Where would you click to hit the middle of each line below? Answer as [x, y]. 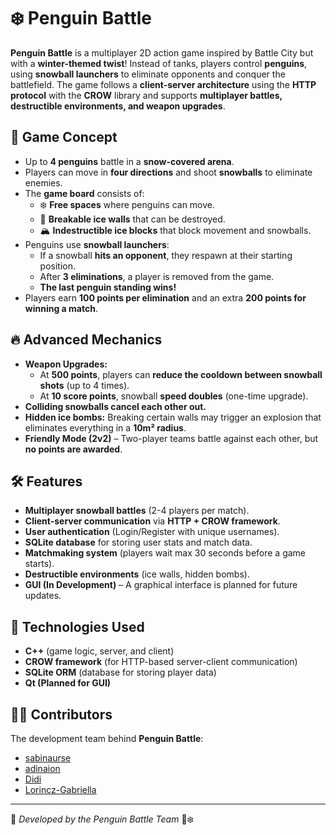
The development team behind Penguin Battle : [107, 738]
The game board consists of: [84, 193]
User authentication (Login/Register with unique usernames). [152, 532]
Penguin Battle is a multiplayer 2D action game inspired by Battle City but [162, 52]
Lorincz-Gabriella [60, 789]
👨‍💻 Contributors [61, 714]
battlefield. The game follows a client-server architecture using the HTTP [163, 84]
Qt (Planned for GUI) [68, 683]
